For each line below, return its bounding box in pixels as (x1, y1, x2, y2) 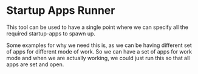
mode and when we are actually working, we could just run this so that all (6, 54, 190, 61)
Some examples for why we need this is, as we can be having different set (6, 42, 193, 49)
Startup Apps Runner (6, 4, 115, 17)
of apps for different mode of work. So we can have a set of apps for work (6, 48, 193, 55)
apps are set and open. (6, 61, 64, 68)
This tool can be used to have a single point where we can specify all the (6, 23, 188, 31)
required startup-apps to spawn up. (6, 29, 96, 37)
